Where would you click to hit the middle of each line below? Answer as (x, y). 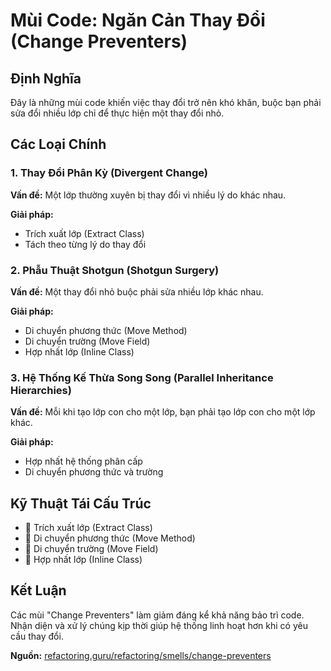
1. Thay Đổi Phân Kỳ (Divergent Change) (109, 173)
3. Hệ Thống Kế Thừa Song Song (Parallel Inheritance (142, 377)
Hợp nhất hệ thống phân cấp (83, 461)
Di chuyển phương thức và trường (94, 472)
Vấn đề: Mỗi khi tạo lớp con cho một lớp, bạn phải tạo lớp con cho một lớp (163, 412)
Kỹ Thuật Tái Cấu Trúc (81, 503)
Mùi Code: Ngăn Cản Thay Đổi (138, 20)
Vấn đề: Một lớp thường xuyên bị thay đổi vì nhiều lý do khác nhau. (148, 195)
